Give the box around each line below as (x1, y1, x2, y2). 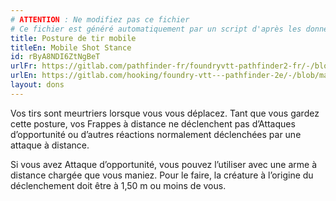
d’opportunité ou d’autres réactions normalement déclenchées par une (10, 128, 302, 140)
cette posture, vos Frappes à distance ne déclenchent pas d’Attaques (10, 117, 296, 130)
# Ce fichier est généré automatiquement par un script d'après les (10, 24, 302, 34)
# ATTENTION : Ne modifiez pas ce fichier (10, 14, 190, 25)
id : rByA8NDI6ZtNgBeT (10, 52, 101, 62)
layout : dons (10, 80, 65, 90)
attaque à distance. (10, 139, 90, 151)
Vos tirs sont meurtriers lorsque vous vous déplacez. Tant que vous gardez (10, 107, 320, 119)
